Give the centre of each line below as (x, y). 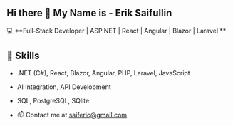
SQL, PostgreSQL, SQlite (53, 100)
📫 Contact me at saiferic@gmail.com (72, 115)
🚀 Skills (23, 56)
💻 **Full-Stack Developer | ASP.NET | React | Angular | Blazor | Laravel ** (116, 31)
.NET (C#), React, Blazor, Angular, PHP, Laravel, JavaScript (103, 73)
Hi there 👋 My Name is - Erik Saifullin (89, 13)
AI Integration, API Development (64, 87)
